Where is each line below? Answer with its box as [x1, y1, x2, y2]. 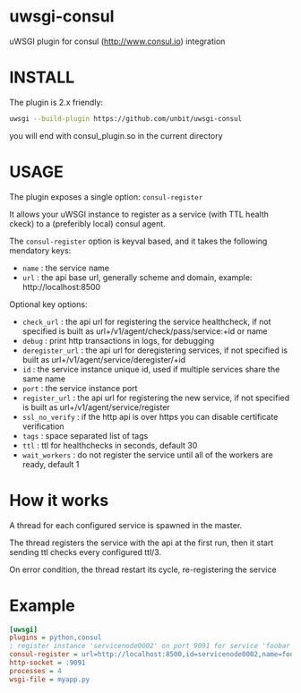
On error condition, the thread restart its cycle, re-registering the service [9, 564, 277, 575]
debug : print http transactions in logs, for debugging [21, 335, 215, 346]
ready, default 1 [21, 458, 80, 469]
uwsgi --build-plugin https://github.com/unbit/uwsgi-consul [9, 114, 243, 123]
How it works [9, 490, 109, 510]
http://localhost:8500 [21, 281, 101, 292]
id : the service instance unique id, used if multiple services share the [21, 364, 280, 374]
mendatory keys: [9, 244, 72, 256]
